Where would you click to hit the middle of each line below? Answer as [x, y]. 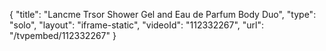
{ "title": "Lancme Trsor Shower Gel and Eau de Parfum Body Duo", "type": [163, 14]
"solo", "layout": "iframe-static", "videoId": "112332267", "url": [136, 25]
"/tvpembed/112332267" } [63, 35]
